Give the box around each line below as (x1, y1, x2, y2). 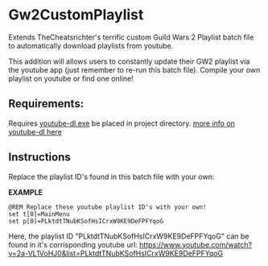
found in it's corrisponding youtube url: (8, 239, 138, 249)
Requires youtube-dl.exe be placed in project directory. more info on (8, 118, 236, 128)
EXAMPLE (8, 187, 43, 197)
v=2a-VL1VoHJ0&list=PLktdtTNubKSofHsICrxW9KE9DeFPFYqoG (8, 248, 224, 258)
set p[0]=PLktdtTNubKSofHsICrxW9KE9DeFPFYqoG (8, 217, 163, 225)
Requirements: (8, 97, 85, 110)
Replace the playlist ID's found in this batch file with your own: (8, 172, 215, 181)
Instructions (8, 151, 71, 164)
